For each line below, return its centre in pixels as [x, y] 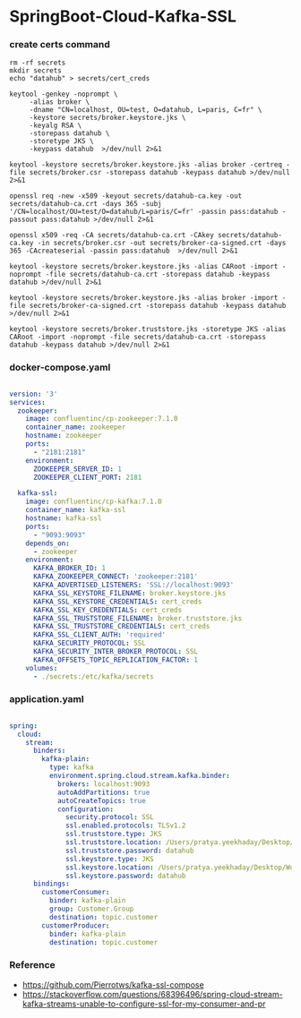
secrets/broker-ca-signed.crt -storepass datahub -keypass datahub [158, 306]
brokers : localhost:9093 [103, 784]
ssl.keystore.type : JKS [110, 859]
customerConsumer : [76, 893]
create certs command [60, 45]
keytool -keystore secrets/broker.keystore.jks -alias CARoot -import [144, 267]
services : [28, 402]
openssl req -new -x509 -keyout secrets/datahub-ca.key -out [126, 196]
